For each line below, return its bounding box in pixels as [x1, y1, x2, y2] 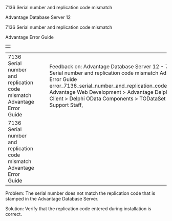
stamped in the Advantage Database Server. [5, 196, 99, 202]
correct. [5, 211, 22, 217]
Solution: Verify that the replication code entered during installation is [5, 206, 152, 212]
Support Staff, [49, 102, 83, 108]
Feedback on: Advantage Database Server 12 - [49, 63, 164, 70]
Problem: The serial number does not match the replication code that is [5, 190, 156, 196]
